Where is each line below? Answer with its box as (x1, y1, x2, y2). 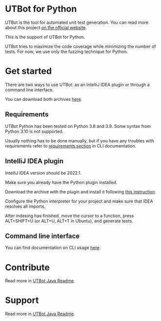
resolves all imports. (5, 203, 46, 209)
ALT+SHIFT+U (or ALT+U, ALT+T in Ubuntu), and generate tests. (5, 218, 133, 224)
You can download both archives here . (5, 96, 83, 102)
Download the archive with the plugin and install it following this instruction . (5, 188, 157, 195)
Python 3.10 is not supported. (5, 128, 64, 134)
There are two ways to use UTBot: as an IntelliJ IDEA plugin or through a (5, 82, 150, 87)
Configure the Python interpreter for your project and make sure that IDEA (5, 198, 153, 204)
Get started (5, 66, 52, 77)
